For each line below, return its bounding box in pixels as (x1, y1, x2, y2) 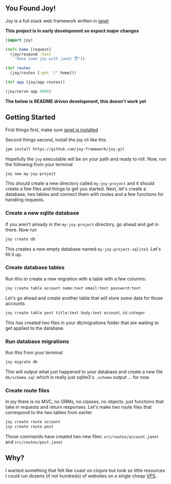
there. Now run (5, 227, 37, 233)
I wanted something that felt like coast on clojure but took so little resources (5, 467, 165, 473)
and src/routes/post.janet (5, 438, 63, 445)
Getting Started (5, 113, 56, 122)
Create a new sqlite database (5, 210, 79, 217)
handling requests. (5, 197, 45, 203)
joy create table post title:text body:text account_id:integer (5, 310, 145, 315)
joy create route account (5, 419, 60, 425)
